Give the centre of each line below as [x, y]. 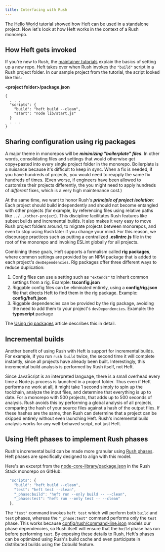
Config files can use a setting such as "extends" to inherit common [80, 277]
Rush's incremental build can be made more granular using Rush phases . [80, 451]
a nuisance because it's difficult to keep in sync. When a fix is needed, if [79, 169]
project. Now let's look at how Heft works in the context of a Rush [72, 29]
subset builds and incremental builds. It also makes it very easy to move [78, 221]
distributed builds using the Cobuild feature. [50, 545]
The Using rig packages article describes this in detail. [61, 324]
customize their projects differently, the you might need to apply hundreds [81, 185]
